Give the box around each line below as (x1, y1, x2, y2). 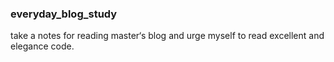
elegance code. (10, 40, 75, 52)
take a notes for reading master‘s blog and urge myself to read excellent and (10, 30, 325, 42)
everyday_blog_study (10, 7, 118, 21)
